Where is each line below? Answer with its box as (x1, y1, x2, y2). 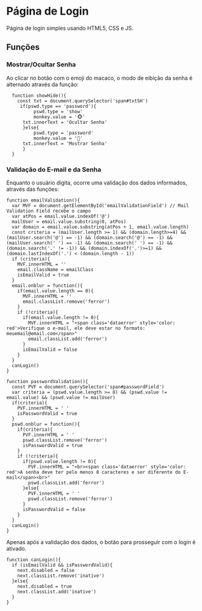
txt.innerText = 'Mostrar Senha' (22, 140, 108, 147)
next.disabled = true (17, 583, 72, 589)
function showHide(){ (12, 93, 67, 99)
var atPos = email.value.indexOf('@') (12, 213, 111, 219)
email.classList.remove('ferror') (22, 298, 111, 305)
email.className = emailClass (17, 266, 94, 272)
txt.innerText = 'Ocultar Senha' (22, 119, 108, 125)
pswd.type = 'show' (33, 108, 83, 115)
